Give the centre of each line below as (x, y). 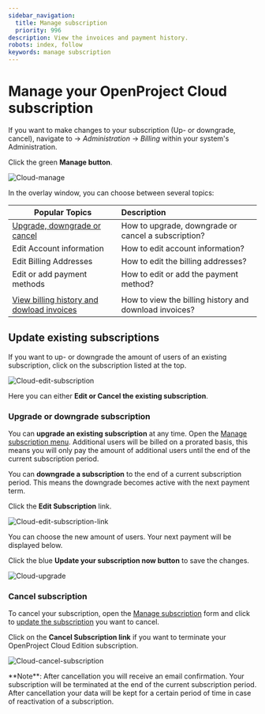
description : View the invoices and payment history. (99, 38)
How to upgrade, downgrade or (179, 225)
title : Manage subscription (62, 23)
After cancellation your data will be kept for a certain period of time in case (130, 693)
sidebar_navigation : (42, 15)
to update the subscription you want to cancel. (84, 622)
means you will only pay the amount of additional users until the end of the (129, 451)
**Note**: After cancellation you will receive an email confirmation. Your (126, 676)
